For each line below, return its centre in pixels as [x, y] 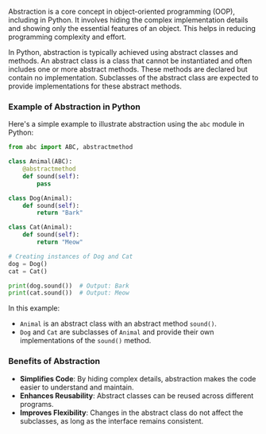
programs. [37, 404]
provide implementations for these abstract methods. [95, 86]
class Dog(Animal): [40, 198]
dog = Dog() [28, 264]
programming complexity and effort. [67, 37]
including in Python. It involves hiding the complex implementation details [128, 20]
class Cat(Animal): [40, 227]
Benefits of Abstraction [54, 362]
